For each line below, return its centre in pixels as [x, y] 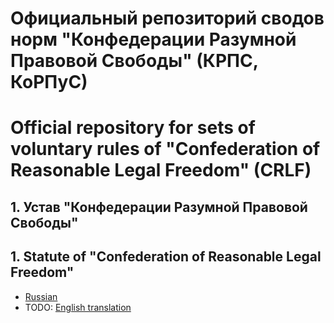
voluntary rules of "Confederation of [165, 149]
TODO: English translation [78, 307]
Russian [41, 296]
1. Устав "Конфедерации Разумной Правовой [159, 207]
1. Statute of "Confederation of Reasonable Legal [166, 257]
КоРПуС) [49, 82]
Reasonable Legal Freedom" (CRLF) [161, 170]
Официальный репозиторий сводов [167, 18]
